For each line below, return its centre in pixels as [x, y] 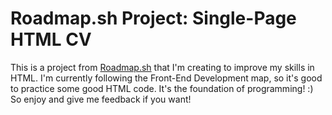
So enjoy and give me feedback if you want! [101, 99]
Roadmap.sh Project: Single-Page [153, 18]
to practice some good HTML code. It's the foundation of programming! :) [162, 88]
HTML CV [51, 39]
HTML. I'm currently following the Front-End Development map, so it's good [166, 78]
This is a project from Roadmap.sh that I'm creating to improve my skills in [162, 67]
